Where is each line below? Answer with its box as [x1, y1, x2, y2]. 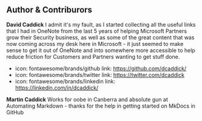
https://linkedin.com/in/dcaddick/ [15, 84, 99, 91]
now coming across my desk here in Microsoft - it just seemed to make [6, 40, 184, 47]
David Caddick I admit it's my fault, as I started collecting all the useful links [6, 21, 196, 28]
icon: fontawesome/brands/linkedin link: [15, 77, 115, 85]
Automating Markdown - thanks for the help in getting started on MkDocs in [6, 102, 196, 110]
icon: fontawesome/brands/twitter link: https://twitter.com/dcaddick [15, 71, 185, 78]
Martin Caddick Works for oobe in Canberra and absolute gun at [6, 96, 168, 103]
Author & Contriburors [6, 5, 93, 15]
